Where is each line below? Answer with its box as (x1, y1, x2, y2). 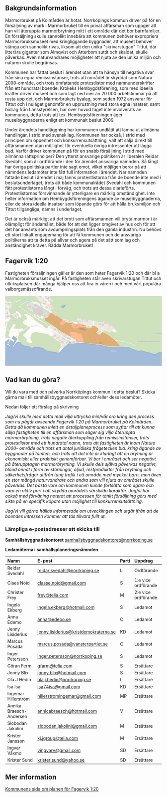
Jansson (7, 738, 25, 744)
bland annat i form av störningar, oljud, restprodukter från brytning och (5, 466, 152, 472)
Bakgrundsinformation (5, 4, 77, 12)
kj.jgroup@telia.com (37, 735, 79, 741)
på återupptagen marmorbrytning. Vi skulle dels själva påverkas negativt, (5, 461, 157, 467)
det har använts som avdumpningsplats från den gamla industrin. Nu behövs (5, 226, 162, 232)
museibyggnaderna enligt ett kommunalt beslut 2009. (5, 117, 115, 123)
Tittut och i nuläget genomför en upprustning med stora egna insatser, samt (5, 101, 160, 107)
